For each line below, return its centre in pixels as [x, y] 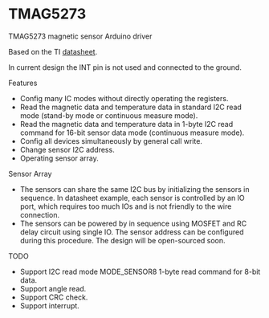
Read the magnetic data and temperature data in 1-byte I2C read [126, 124]
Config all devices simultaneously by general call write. [111, 141]
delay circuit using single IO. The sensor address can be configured [132, 232]
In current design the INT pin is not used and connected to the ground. [125, 67]
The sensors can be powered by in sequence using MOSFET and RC [133, 223]
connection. [40, 214]
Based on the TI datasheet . [53, 51]
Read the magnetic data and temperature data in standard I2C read [131, 107]
